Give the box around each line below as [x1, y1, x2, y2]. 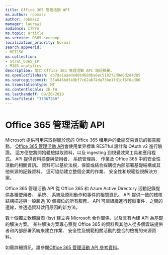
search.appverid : [5, 45, 42, 50]
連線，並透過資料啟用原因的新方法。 [5, 204, 80, 210]
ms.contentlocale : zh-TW [5, 87, 57, 92]
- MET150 [5, 49, 24, 54]
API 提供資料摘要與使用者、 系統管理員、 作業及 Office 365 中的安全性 [15, 156, 161, 162]
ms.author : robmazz [5, 12, 46, 17]
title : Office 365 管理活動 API [5, 7, 70, 13]
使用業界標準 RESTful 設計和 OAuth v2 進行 [68, 143, 158, 149]
